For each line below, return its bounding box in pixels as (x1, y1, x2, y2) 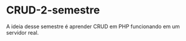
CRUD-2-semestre (6, 4, 100, 17)
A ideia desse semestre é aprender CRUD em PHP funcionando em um (6, 23, 180, 30)
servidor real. (6, 29, 39, 36)
